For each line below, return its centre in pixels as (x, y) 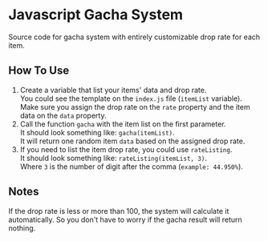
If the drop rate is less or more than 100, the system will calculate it (119, 211)
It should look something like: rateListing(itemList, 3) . (113, 158)
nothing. (22, 228)
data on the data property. (63, 115)
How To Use (39, 71)
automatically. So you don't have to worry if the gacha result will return (125, 219)
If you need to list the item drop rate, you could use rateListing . (126, 149)
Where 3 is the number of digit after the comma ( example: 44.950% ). (131, 167)
